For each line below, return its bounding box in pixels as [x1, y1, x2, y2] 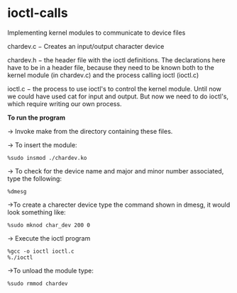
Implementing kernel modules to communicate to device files [7, 28, 186, 37]
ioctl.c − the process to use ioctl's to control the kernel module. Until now [7, 84, 221, 93]
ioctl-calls [7, 5, 69, 21]
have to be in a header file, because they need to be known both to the [7, 63, 214, 71]
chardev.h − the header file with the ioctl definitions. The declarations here [7, 55, 226, 64]
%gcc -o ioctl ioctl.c [7, 248, 75, 255]
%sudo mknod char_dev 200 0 [7, 222, 91, 229]
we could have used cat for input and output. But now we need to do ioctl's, [7, 92, 229, 100]
